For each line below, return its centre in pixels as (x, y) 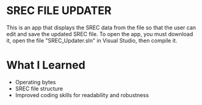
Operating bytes (35, 82)
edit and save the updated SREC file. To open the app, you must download (100, 34)
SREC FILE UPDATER (59, 11)
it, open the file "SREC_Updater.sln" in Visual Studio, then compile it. (92, 40)
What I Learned (46, 65)
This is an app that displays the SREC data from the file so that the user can (101, 27)
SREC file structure (39, 89)
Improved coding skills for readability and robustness (82, 95)
